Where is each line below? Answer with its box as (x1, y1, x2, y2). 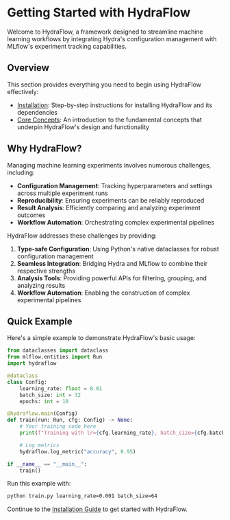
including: (7, 168, 36, 177)
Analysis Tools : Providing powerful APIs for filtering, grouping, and (16, 273, 207, 282)
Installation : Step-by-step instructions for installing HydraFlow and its (16, 101, 213, 109)
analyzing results (16, 281, 66, 289)
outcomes (16, 211, 46, 219)
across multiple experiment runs (16, 189, 108, 197)
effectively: (7, 87, 39, 95)
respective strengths (16, 267, 76, 275)
